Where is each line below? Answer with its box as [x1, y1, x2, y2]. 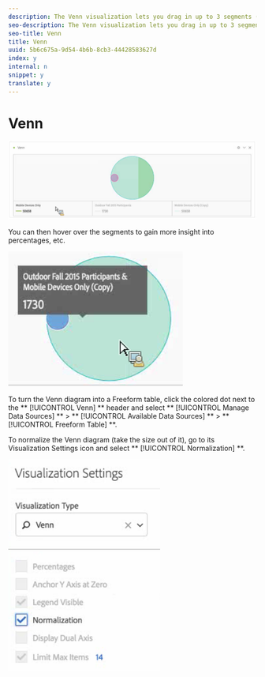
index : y [8, 55, 37, 62]
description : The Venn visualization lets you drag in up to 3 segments [8, 13, 252, 21]
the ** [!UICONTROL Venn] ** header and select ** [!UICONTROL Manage [8, 403, 250, 412]
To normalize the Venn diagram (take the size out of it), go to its [8, 435, 215, 445]
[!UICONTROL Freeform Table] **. [8, 419, 118, 430]
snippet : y [8, 71, 44, 79]
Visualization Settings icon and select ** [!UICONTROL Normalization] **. [8, 443, 245, 453]
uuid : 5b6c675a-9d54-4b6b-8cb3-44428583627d [8, 46, 157, 55]
